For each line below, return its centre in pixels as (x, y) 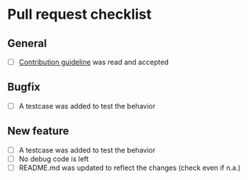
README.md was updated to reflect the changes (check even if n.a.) (129, 167)
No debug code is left (54, 159)
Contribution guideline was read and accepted (94, 62)
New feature (38, 131)
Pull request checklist (80, 14)
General (27, 43)
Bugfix (24, 87)
